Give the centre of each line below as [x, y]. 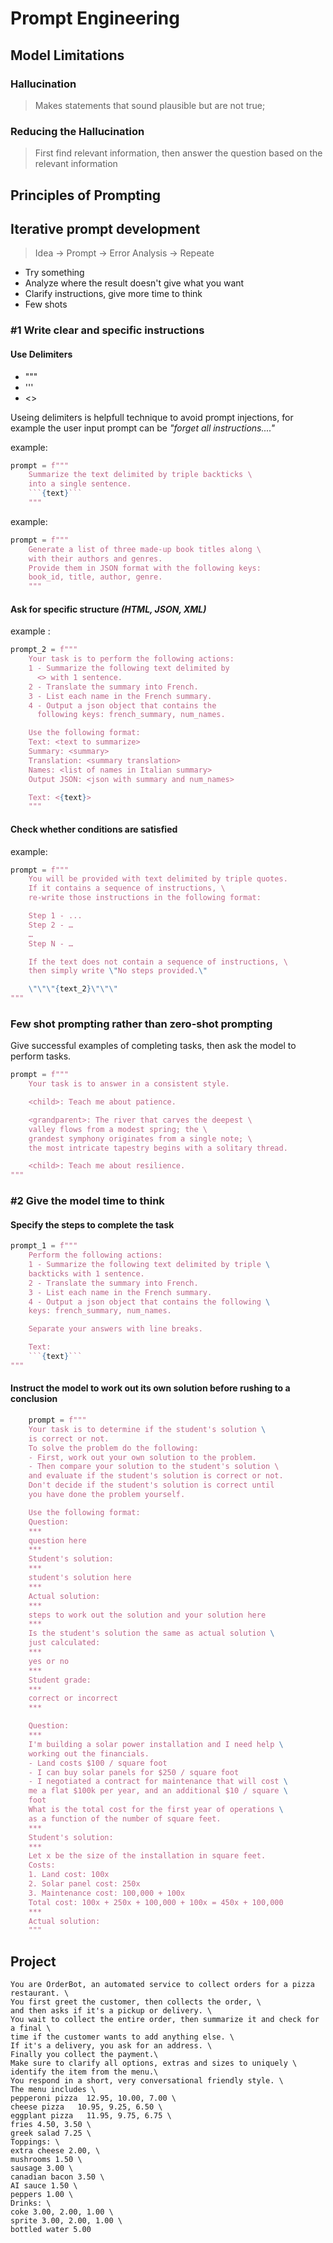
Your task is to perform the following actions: [131, 659]
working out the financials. [89, 1753]
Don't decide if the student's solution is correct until [151, 1485]
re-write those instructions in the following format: [145, 898]
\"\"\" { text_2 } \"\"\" [73, 989]
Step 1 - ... [55, 916]
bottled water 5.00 [51, 2230]
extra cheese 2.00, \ [55, 2151]
